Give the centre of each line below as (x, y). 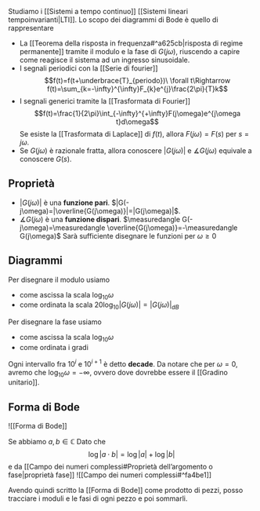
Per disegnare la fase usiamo (55, 322)
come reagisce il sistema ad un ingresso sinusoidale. (105, 60)
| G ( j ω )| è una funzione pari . (65, 203)
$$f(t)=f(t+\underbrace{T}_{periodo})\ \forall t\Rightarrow (137, 80)
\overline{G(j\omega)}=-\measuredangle (172, 228)
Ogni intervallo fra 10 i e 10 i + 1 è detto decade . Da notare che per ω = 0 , (123, 363)
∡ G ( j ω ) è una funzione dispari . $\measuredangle (100, 219)
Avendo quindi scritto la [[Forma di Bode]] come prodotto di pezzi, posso (126, 491)
